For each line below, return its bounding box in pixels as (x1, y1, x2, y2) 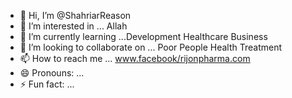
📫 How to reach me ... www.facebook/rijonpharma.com (19, 53, 251, 64)
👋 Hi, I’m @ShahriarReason (19, 10, 132, 21)
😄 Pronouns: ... (19, 67, 85, 79)
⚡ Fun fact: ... (19, 78, 75, 90)
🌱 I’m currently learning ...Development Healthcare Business (19, 31, 268, 42)
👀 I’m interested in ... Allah (19, 20, 128, 32)
